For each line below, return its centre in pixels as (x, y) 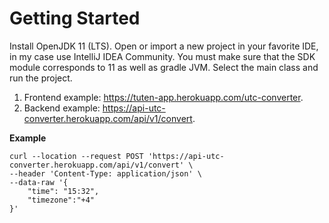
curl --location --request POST (76, 156)
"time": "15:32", (63, 191)
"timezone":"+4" (61, 200)
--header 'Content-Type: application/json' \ (105, 173)
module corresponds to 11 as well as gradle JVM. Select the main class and (164, 67)
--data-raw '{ (39, 182)
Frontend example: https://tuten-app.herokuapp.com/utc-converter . (163, 97)
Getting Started (75, 18)
